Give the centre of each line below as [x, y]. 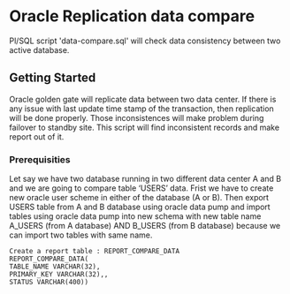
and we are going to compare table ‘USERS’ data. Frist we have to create [141, 188]
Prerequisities [40, 159]
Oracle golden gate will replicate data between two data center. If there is [143, 99]
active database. [39, 49]
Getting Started [53, 78]
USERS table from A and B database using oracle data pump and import [140, 207]
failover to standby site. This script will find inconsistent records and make [145, 127]
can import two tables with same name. [81, 235]
